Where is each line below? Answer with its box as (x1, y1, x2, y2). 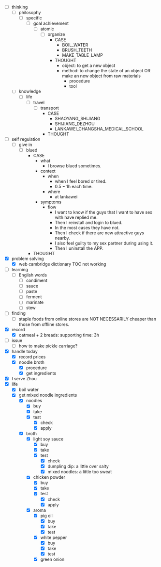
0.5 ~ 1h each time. (55, 183, 93, 189)
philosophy (18, 10, 41, 16)
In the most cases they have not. (55, 225, 120, 230)
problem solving (11, 256, 44, 261)
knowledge (18, 88, 42, 94)
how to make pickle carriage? (18, 343, 78, 349)
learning (11, 266, 29, 272)
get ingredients (26, 371, 57, 376)
